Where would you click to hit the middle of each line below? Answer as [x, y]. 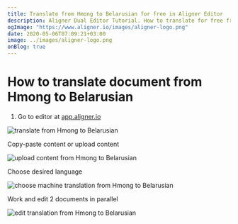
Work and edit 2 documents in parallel [63, 198]
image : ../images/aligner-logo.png [60, 40]
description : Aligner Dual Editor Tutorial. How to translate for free [115, 21]
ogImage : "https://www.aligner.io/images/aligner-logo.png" [98, 27]
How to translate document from [105, 82]
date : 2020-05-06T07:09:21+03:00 [57, 34]
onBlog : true [27, 47]
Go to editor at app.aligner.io [59, 116]
